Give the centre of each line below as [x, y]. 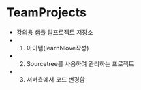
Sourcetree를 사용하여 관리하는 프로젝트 [80, 63]
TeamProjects [46, 13]
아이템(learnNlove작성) [58, 48]
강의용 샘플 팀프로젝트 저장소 [54, 32]
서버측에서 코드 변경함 [56, 79]
